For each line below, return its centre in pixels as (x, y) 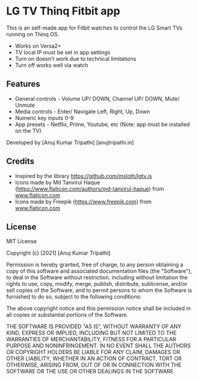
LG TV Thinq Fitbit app (63, 11)
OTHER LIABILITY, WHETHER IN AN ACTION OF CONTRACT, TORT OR (94, 359)
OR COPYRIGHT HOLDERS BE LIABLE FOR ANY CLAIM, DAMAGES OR (93, 352)
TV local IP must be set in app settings (63, 52)
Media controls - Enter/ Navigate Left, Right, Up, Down (82, 111)
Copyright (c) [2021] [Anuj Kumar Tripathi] (58, 253)
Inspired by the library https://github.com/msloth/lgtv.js (83, 176)
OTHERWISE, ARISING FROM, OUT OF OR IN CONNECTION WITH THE (94, 365)
